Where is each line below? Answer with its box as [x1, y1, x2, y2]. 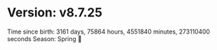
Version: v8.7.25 [7, 5, 103, 21]
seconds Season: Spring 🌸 [7, 34, 82, 42]
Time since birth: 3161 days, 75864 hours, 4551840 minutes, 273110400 [7, 27, 211, 36]
